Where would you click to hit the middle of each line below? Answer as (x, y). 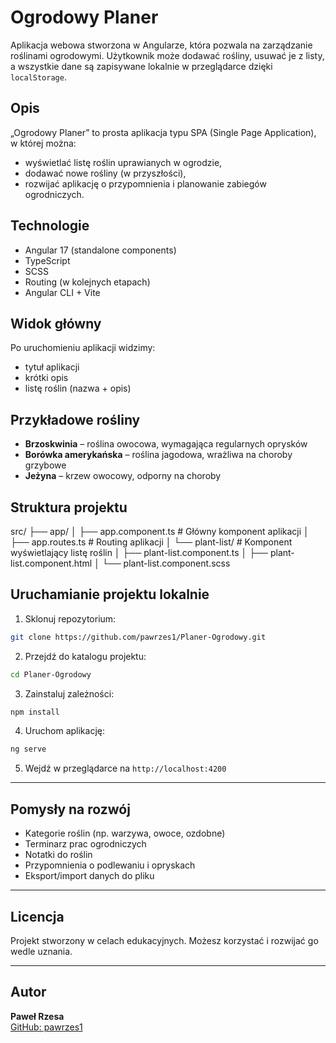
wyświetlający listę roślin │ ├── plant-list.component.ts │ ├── (139, 552)
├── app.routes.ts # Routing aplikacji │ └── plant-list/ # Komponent (151, 542)
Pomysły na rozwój (70, 809)
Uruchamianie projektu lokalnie (110, 594)
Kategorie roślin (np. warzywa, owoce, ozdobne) (125, 833)
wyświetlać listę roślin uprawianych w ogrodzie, (123, 162)
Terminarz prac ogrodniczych (85, 844)
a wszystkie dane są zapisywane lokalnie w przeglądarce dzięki (141, 66)
